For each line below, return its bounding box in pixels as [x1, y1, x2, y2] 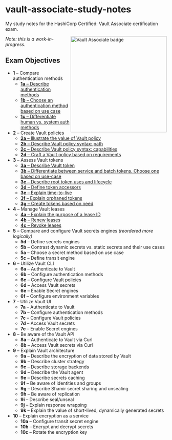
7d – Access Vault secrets [20, 320, 75, 326]
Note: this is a [5, 36, 35, 42]
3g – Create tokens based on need [20, 200, 94, 206]
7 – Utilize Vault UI [12, 298, 52, 304]
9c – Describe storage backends [20, 364, 90, 370]
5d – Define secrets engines [20, 238, 80, 244]
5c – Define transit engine [20, 255, 75, 261]
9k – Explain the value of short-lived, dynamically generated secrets [20, 407, 164, 413]
